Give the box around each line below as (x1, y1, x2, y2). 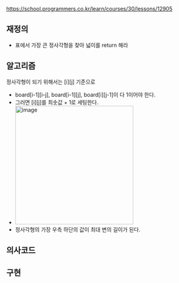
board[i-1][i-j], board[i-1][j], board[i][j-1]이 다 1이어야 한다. (14, 91, 155, 98)
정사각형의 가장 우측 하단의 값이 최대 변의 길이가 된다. (14, 225, 140, 233)
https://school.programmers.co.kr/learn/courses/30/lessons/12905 (6, 5, 173, 12)
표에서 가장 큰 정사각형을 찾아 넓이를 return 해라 (14, 41, 128, 48)
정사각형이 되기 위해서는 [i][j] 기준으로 (6, 78, 96, 85)
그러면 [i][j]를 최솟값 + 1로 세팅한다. (14, 98, 99, 105)
